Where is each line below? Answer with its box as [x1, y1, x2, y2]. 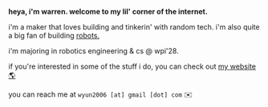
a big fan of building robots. [8, 31, 100, 40]
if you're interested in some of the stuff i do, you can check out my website [8, 61, 257, 71]
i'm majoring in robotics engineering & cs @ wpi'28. [8, 46, 179, 55]
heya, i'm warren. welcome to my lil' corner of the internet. [8, 7, 209, 16]
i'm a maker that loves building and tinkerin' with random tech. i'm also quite [8, 22, 260, 31]
